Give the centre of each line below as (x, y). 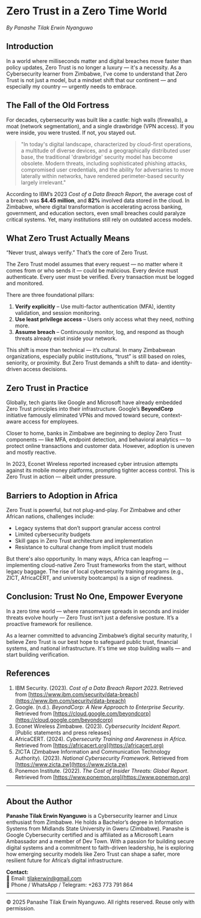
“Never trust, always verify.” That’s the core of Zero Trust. (77, 252)
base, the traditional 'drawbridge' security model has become (97, 156)
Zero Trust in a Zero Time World (87, 11)
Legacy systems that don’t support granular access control (88, 528)
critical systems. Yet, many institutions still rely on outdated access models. (99, 219)
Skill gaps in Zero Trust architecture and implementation (84, 541)
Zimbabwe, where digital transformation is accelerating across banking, (95, 207)
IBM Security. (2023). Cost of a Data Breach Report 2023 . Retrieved (99, 688)
